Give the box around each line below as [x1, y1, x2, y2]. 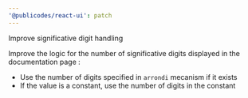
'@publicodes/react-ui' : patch [8, 11, 112, 20]
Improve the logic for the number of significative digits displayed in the [8, 48, 241, 58]
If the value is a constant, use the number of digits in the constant [19, 81, 236, 90]
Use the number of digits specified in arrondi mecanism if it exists [19, 72, 238, 81]
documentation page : [8, 57, 81, 66]
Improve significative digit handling [8, 33, 124, 43]
